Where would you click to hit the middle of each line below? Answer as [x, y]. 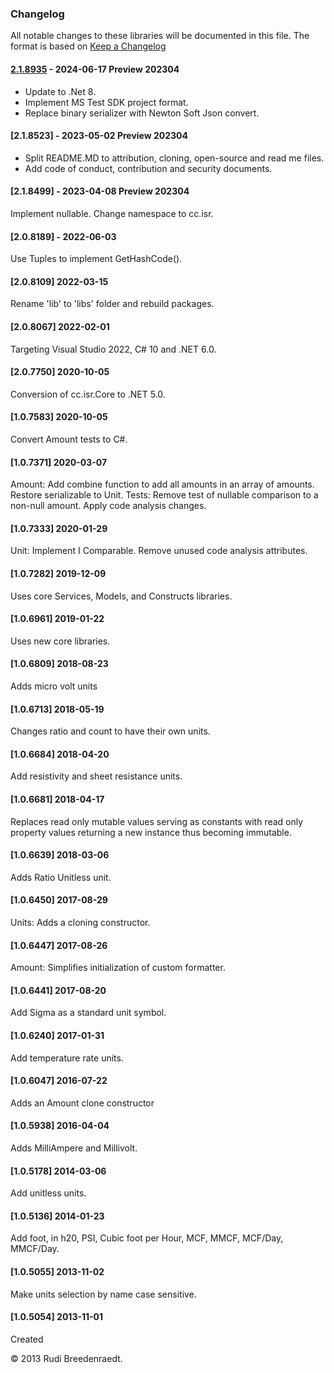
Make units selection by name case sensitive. [103, 1294]
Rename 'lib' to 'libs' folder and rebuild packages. [112, 304]
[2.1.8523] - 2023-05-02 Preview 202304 [99, 136]
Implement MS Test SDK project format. [106, 102]
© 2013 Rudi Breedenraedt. [66, 1358]
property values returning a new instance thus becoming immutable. [151, 832]
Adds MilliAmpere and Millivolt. [74, 1148]
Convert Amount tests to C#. [69, 439]
